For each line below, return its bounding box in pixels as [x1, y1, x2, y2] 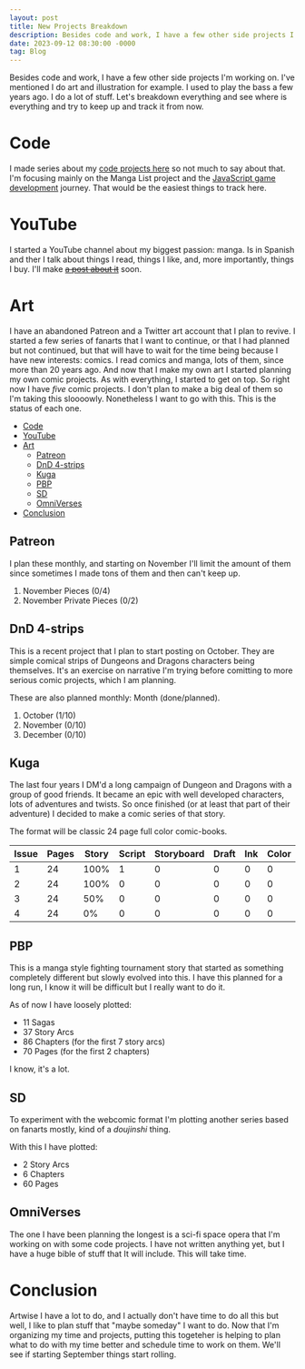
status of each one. [9, 402, 82, 414]
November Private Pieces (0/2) [22, 595, 139, 606]
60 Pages [22, 1179, 59, 1189]
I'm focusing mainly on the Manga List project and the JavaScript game [9, 173, 276, 184]
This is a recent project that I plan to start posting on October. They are [9, 645, 275, 656]
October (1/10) [22, 710, 76, 720]
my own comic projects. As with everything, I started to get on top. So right [9, 374, 290, 385]
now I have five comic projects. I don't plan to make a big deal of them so [9, 383, 283, 394]
